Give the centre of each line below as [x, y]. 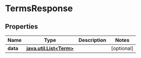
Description [92, 40]
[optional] [122, 48]
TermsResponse [39, 9]
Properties [22, 27]
